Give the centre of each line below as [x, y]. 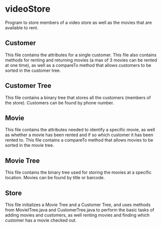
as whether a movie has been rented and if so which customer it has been [79, 135]
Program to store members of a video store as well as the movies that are [79, 22]
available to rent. [22, 27]
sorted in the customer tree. [33, 70]
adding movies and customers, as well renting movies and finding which [77, 215]
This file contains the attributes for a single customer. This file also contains [81, 55]
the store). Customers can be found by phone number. [60, 103]
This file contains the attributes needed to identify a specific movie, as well [80, 130]
